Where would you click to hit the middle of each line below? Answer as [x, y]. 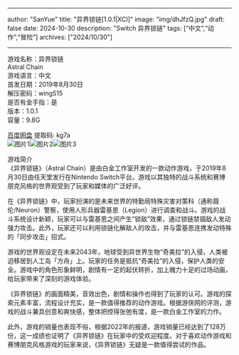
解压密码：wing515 [35, 93]
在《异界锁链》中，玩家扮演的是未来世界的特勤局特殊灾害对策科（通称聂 [113, 201]
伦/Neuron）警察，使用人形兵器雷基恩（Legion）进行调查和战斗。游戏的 [113, 210]
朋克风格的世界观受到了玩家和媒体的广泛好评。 [76, 186]
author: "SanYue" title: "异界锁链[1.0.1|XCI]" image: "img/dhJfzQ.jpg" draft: [116, 19]
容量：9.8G [24, 120]
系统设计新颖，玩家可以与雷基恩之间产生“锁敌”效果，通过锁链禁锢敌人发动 [122, 219]
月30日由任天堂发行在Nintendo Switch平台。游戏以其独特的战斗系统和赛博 [117, 177]
